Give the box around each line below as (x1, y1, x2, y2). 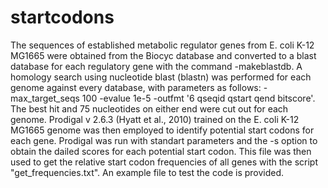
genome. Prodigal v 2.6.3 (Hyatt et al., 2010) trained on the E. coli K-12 (10, 113, 300, 125)
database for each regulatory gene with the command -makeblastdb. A (10, 60, 303, 72)
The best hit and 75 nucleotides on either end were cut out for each (10, 102, 289, 115)
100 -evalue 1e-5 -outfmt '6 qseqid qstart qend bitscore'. (81, 92, 316, 104)
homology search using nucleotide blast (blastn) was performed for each (10, 71, 312, 83)
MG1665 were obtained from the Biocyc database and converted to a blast (10, 49, 317, 61)
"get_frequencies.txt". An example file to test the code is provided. (10, 166, 285, 178)
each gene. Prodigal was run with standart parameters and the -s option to (10, 134, 318, 146)
